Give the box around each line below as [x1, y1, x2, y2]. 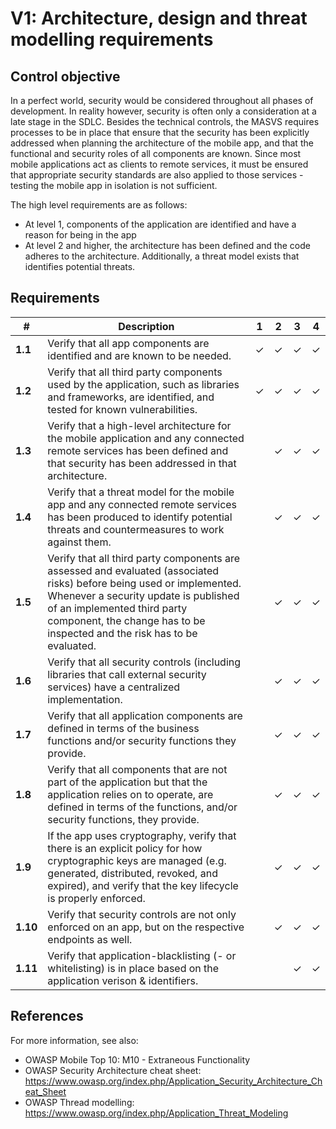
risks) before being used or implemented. [47, 576, 242, 590]
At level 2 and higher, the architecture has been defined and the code [24, 240, 311, 251]
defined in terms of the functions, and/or [47, 800, 238, 814]
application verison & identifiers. [47, 973, 199, 987]
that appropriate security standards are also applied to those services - [10, 169, 304, 181]
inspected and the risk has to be [47, 626, 198, 640]
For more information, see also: [10, 1034, 139, 1046]
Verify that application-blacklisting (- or [47, 948, 237, 962]
